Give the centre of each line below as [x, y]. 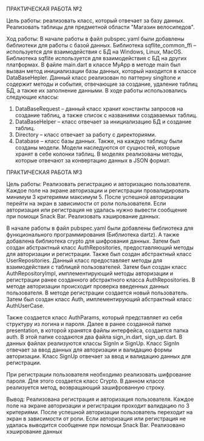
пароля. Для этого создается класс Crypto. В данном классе [86, 381]
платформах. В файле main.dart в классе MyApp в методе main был [93, 64]
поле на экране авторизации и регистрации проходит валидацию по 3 [98, 406]
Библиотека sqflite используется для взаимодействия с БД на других [97, 58]
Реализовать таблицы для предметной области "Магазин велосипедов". [101, 27]
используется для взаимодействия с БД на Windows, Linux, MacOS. [95, 52]
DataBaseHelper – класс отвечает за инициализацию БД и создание [103, 122]
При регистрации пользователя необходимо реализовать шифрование [99, 374]
